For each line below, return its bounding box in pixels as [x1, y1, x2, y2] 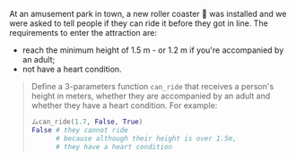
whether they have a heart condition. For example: [30, 100, 218, 111]
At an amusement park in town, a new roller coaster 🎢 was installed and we [9, 9, 287, 19]
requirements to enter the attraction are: [9, 28, 157, 38]
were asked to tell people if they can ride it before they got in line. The [9, 18, 269, 29]
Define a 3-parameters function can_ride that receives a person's [30, 81, 274, 91]
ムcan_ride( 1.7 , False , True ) [30, 117, 144, 126]
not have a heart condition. [22, 63, 123, 74]
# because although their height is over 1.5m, [55, 134, 237, 143]
